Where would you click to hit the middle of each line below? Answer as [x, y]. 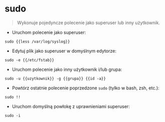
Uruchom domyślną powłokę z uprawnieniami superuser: [71, 106]
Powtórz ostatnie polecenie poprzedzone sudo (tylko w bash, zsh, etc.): [86, 88]
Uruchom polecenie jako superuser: [49, 32]
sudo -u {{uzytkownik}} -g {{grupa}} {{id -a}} [55, 78]
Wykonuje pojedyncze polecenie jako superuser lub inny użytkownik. [88, 23]
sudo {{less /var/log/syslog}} [37, 41]
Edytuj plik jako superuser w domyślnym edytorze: [64, 51]
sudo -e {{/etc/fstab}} [30, 60]
